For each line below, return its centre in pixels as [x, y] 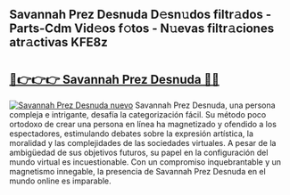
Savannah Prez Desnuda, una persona [205, 105]
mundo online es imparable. [60, 181]
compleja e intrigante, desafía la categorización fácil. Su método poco [138, 114]
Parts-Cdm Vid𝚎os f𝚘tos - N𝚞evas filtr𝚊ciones [142, 29]
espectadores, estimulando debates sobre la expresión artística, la [132, 134]
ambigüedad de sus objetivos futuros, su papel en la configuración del [139, 152]
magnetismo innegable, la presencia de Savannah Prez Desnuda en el [137, 171]
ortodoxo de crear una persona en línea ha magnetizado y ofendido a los [143, 124]
